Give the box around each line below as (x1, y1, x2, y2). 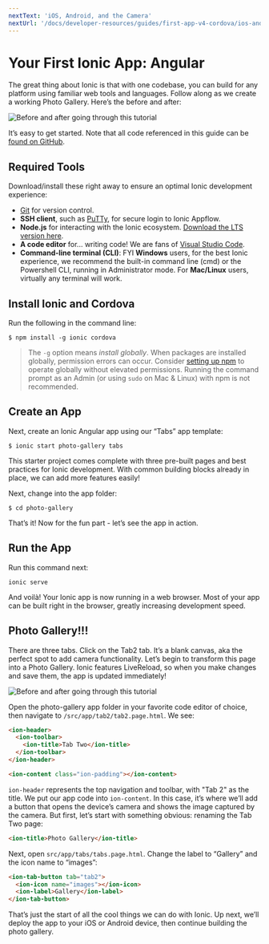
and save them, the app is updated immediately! (8, 671, 167, 680)
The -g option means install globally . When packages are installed (27, 348, 247, 358)
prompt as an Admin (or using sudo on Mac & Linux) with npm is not (27, 374, 251, 383)
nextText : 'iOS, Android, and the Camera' (8, 11, 152, 20)
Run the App (8, 541, 72, 555)
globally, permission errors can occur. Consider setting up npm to (27, 356, 245, 366)
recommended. (27, 382, 78, 391)
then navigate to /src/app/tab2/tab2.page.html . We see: (8, 711, 195, 720)
